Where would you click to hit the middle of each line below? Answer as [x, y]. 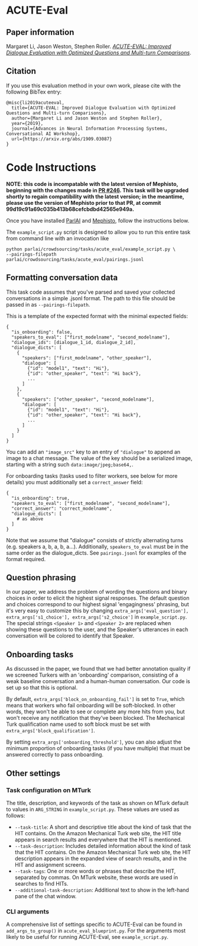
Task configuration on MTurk [49, 790]
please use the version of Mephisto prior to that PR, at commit [84, 202]
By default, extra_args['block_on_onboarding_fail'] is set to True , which [95, 699]
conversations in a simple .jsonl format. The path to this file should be [91, 298]
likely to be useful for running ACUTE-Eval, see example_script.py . [87, 937]
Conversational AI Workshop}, [43, 134]
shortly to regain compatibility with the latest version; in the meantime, [95, 197]
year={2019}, [27, 123]
